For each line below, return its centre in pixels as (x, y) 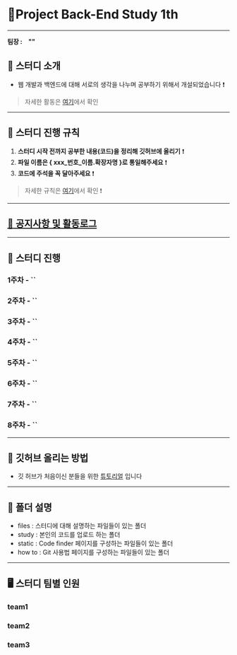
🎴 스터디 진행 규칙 (43, 133)
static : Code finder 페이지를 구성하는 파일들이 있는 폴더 (95, 543)
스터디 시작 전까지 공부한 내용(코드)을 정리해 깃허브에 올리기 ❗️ (101, 151)
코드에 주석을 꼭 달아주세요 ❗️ (56, 173)
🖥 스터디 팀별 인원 (43, 583)
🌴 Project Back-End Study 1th (93, 15)
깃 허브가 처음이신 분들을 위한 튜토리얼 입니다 (80, 476)
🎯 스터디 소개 (34, 66)
